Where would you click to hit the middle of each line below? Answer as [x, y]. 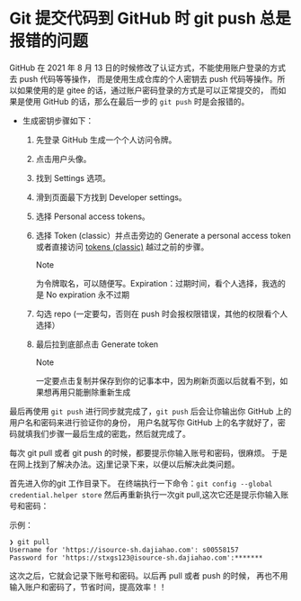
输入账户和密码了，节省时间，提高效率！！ [88, 587]
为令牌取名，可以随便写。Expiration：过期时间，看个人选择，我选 [157, 283]
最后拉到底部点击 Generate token [97, 344]
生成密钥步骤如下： [58, 120]
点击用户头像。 [63, 159]
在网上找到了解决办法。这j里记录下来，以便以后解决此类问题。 [124, 464]
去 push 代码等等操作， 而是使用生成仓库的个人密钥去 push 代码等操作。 [143, 78]
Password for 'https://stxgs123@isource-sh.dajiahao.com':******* [136, 558]
